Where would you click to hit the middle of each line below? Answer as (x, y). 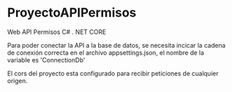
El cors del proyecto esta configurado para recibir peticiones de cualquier (113, 73)
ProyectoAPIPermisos (72, 13)
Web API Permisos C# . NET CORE (57, 32)
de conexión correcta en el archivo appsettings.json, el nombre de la (106, 53)
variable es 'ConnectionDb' (46, 59)
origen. (17, 80)
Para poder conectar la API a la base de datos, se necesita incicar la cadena (116, 45)
